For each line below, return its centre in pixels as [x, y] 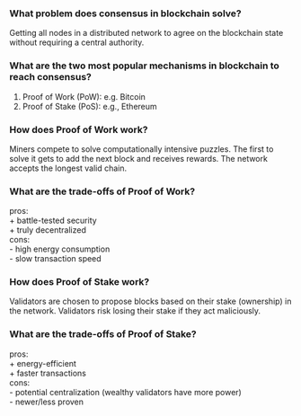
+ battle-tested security [53, 221]
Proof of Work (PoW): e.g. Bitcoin [84, 96]
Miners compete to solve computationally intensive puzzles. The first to [142, 149]
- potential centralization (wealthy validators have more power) [126, 392]
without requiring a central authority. [77, 42]
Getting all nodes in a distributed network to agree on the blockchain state [146, 33]
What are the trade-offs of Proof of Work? [102, 191]
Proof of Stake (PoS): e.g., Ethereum [89, 106]
